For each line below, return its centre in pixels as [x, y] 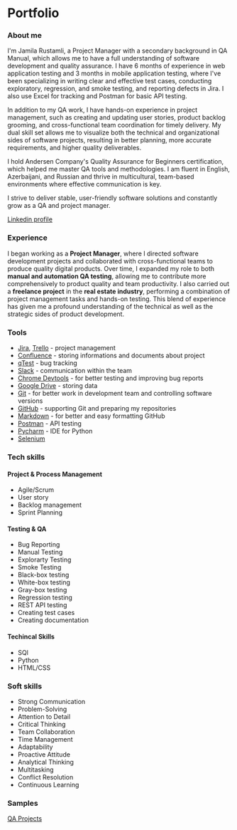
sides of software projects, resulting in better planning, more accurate [109, 140]
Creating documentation [53, 620]
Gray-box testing [42, 590]
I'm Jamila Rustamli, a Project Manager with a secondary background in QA [117, 51]
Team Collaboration [46, 732]
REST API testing [42, 605]
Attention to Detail [44, 716]
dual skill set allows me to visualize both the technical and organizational [114, 132]
